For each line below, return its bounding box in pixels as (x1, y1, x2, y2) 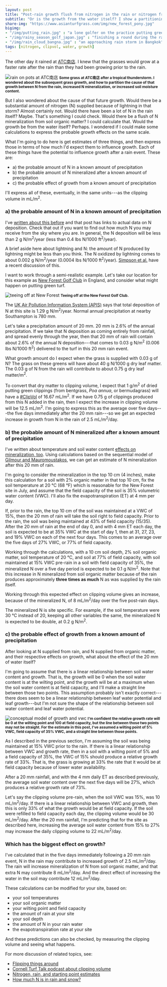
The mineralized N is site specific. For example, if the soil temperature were (5, 607, 160, 613)
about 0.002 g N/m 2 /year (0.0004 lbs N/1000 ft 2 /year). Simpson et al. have (5, 256, 159, 263)
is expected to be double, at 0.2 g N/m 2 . (5, 617, 87, 624)
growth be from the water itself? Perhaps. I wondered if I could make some (5, 124, 158, 130)
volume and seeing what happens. (5, 941, 76, 947)
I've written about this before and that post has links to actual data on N (5, 219, 152, 225)
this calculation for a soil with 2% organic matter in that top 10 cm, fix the (5, 477, 155, 483)
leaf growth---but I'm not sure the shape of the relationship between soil (5, 700, 154, 706)
